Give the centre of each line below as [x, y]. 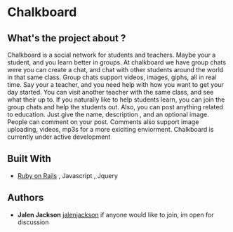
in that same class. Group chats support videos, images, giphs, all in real [112, 77]
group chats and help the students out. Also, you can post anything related [115, 107]
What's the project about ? [67, 38]
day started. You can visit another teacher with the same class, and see [111, 92]
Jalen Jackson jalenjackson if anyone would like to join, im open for [115, 214]
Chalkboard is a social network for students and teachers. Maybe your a [112, 55]
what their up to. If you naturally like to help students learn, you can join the [116, 100]
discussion [33, 222]
